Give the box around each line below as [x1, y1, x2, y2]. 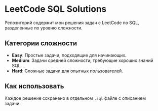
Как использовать [4, 82, 65, 90]
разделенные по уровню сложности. [4, 25, 82, 30]
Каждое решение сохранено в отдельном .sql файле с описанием [4, 95, 146, 101]
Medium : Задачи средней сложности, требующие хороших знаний [11, 57, 154, 63]
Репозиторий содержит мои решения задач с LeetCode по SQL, [4, 20, 139, 26]
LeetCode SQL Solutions [4, 3, 107, 15]
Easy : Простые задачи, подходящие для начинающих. [11, 52, 127, 58]
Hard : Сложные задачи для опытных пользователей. [11, 68, 123, 74]
